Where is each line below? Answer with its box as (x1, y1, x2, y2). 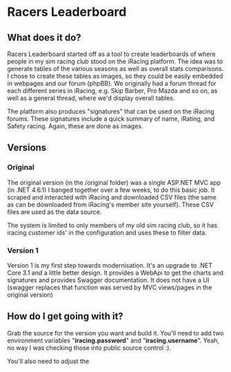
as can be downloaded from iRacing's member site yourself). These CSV (7, 200, 214, 208)
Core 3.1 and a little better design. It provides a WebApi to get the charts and (7, 268, 224, 277)
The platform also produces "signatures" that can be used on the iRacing (7, 108, 215, 115)
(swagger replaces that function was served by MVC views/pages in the (7, 283, 212, 291)
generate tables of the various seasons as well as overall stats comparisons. (7, 65, 224, 72)
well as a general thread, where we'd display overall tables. (7, 94, 175, 102)
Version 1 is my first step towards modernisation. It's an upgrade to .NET (7, 261, 212, 269)
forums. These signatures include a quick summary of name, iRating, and (7, 115, 215, 123)
